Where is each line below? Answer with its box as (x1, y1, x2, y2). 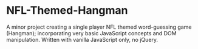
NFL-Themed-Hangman (6, 4, 129, 17)
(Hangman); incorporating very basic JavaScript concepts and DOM (6, 29, 177, 36)
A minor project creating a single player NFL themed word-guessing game (6, 23, 192, 30)
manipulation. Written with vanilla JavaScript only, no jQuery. (6, 36, 158, 43)
